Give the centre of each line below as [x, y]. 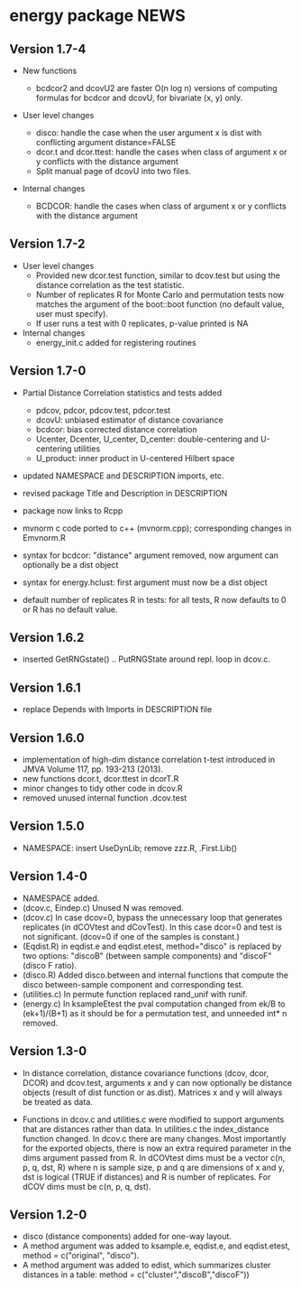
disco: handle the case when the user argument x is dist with [149, 133]
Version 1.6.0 [47, 738]
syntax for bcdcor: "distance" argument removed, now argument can [150, 555]
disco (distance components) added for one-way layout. [127, 1237]
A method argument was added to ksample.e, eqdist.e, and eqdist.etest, [156, 1246]
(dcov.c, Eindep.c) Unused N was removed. [103, 907]
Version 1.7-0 [48, 371]
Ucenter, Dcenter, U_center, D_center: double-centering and [147, 439]
